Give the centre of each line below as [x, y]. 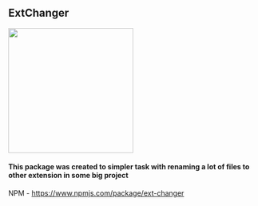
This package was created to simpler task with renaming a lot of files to [129, 167]
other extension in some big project [69, 176]
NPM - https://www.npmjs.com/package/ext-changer [96, 193]
